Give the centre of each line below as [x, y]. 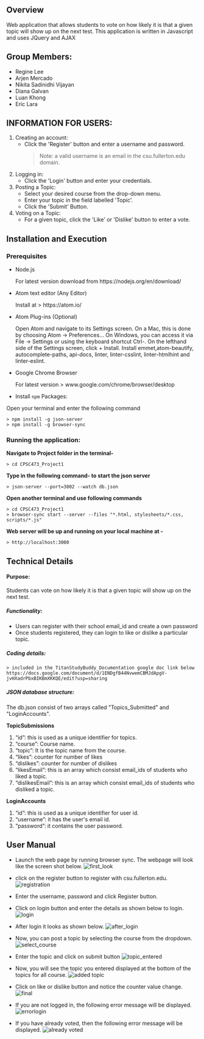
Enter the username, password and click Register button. [86, 896]
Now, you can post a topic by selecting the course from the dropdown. [104, 938]
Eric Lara [26, 104]
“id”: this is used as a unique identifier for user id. [77, 813]
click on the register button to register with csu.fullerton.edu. [91, 878]
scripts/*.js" [24, 520]
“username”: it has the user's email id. [63, 819]
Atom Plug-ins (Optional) [46, 317]
